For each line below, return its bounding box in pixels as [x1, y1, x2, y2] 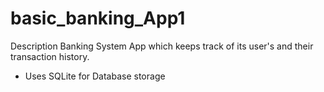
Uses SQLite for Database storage [24, 70, 166, 82]
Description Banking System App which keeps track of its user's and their [10, 40, 314, 52]
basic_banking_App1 [10, 7, 186, 30]
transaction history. [10, 50, 90, 62]
